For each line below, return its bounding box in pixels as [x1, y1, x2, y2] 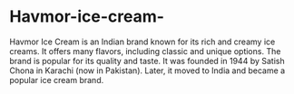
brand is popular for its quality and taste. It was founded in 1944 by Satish [9, 55, 285, 66]
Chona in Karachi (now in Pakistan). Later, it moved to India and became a [9, 65, 286, 76]
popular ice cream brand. [9, 74, 104, 85]
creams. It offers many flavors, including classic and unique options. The [9, 45, 281, 56]
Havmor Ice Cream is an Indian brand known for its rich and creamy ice [9, 36, 276, 47]
